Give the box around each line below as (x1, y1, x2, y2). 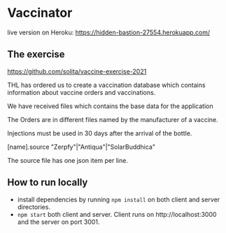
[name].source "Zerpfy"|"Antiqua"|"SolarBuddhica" (7, 142, 156, 151)
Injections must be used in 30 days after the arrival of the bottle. (7, 128, 192, 138)
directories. (17, 202, 51, 211)
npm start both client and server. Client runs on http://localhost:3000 (17, 210, 217, 218)
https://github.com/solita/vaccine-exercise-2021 (7, 67, 147, 75)
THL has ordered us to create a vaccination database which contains (7, 81, 206, 89)
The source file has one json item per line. (7, 156, 128, 164)
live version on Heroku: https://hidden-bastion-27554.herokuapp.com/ (7, 28, 211, 36)
